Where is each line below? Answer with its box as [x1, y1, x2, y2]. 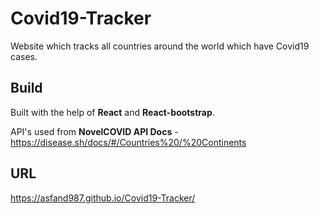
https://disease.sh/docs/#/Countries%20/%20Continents [10, 136, 247, 148]
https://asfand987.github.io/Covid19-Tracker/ [10, 192, 196, 204]
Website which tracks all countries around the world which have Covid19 [10, 40, 310, 52]
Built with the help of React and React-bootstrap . [10, 106, 215, 118]
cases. [10, 50, 38, 62]
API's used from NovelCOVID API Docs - [10, 125, 179, 137]
